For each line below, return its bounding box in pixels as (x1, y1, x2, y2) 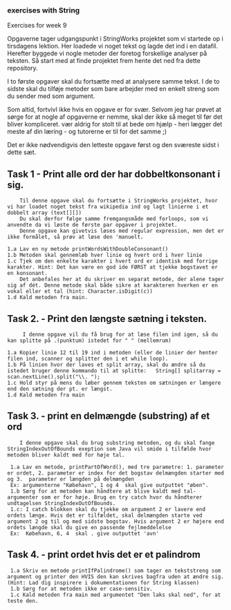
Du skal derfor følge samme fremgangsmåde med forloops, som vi (19, 216, 209, 222)
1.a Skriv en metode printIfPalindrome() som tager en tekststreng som (10, 567, 221, 574)
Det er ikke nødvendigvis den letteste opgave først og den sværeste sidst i (7, 141, 219, 149)
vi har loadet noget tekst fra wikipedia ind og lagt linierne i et (7, 203, 209, 211)
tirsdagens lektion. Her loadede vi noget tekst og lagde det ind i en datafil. (7, 42, 219, 50)
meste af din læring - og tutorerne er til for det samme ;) (7, 127, 167, 136)
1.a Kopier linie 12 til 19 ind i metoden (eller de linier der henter (7, 349, 218, 356)
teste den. (7, 597, 39, 604)
